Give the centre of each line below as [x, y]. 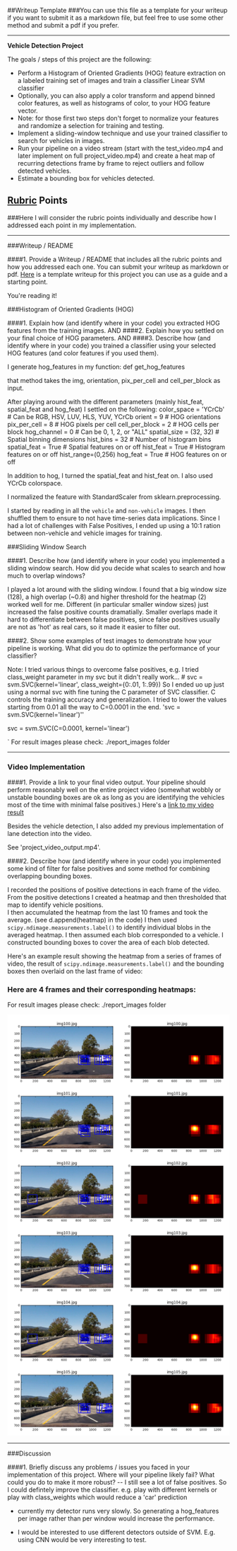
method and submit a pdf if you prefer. [63, 25]
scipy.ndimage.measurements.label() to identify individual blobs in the [109, 927]
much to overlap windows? [47, 576]
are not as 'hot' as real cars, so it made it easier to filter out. [94, 626]
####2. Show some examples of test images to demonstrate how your [110, 641]
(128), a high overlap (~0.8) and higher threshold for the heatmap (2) [107, 597]
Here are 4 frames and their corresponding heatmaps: [102, 990]
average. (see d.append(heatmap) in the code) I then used [92, 920]
